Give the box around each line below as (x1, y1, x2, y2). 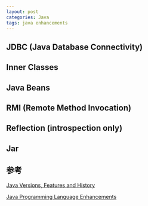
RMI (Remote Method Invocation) (6, 103, 131, 113)
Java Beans (6, 82, 51, 93)
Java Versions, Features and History (6, 182, 95, 189)
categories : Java (6, 14, 50, 20)
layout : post (6, 8, 39, 15)
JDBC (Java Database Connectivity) (6, 42, 143, 52)
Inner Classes (6, 62, 58, 72)
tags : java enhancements (6, 20, 68, 26)
